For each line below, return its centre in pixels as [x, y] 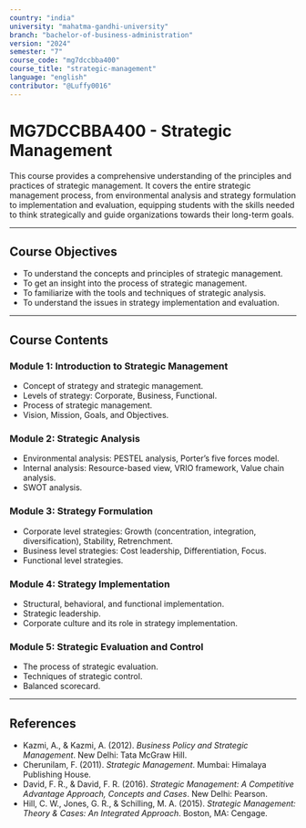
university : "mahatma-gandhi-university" [89, 26]
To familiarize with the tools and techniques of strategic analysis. [144, 293]
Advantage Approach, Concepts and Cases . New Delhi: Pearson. [145, 794]
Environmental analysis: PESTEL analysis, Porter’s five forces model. [151, 458]
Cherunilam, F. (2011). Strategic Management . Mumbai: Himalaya [144, 765]
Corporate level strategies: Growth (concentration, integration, [139, 531]
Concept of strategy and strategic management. [113, 386]
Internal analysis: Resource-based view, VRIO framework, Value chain [153, 468]
